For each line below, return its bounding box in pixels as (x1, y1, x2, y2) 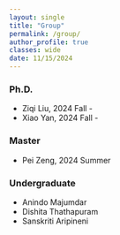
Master (9, 134, 41, 147)
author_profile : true (9, 37, 89, 47)
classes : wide (9, 46, 62, 55)
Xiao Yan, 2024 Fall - (21, 112, 99, 124)
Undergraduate (9, 177, 77, 189)
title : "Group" (9, 21, 65, 30)
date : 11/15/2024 (9, 54, 73, 63)
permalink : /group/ (9, 29, 81, 38)
